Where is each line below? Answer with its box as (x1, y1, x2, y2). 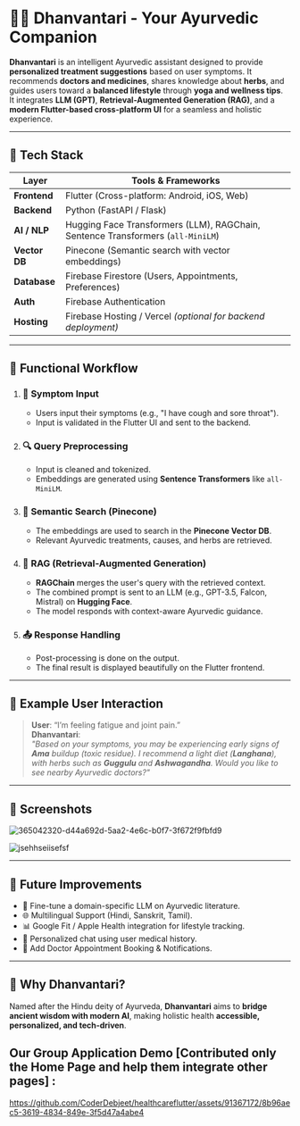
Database (13, 275, 56, 288)
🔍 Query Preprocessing (21, 440, 129, 453)
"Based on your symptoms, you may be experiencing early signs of (30, 738, 279, 749)
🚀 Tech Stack (9, 147, 84, 163)
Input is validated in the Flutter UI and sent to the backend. (35, 417, 252, 428)
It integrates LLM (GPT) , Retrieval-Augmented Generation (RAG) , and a (9, 94, 275, 105)
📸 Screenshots (9, 801, 93, 816)
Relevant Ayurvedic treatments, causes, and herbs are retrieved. (35, 535, 272, 546)
